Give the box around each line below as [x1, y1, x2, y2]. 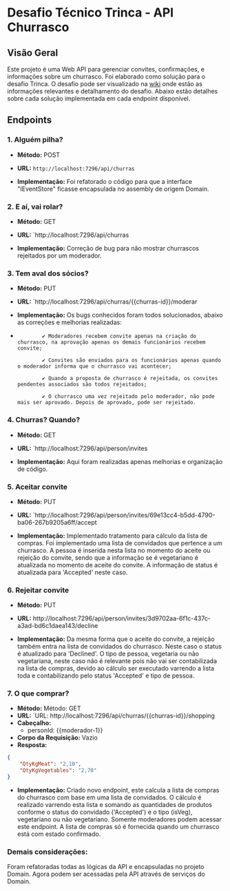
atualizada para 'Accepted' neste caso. [17, 568, 128, 576]
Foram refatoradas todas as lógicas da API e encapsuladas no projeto [7, 863, 205, 871]
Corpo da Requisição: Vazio [17, 733, 98, 742]
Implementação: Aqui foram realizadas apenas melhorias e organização [17, 457, 223, 465]
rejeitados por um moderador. [17, 251, 102, 260]
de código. [17, 465, 48, 473]
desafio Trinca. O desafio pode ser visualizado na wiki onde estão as [7, 80, 203, 87]
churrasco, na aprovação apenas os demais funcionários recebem [17, 339, 206, 346]
